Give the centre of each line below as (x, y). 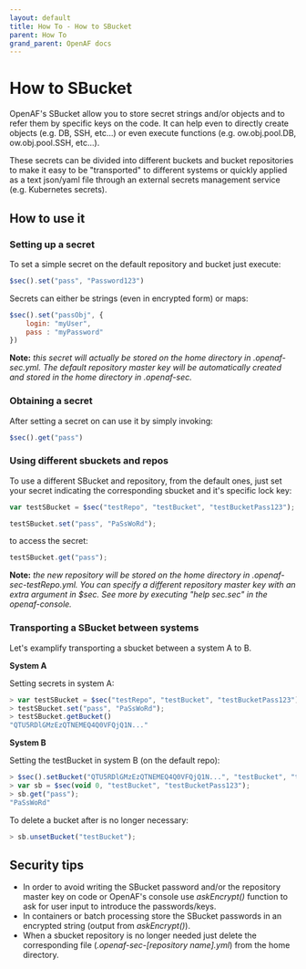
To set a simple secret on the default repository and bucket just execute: (145, 264)
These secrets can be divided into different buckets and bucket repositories (152, 161)
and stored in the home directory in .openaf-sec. (101, 377)
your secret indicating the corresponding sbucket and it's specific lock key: (151, 490)
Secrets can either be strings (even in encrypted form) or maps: (129, 298)
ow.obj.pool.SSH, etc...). (55, 143)
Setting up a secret (52, 245)
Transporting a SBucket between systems (104, 628)
